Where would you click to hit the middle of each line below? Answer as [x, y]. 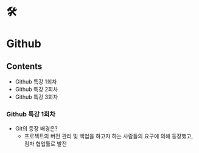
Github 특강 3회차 [37, 97]
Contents [24, 66]
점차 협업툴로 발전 [45, 144]
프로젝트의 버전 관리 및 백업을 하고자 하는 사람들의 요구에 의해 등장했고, [109, 136]
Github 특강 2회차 [37, 90]
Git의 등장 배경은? [36, 129]
